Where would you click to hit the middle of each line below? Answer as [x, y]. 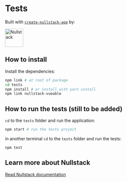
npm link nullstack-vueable [33, 94]
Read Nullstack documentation [35, 174]
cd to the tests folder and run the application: [50, 121]
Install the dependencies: [30, 71]
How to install [26, 59]
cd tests [14, 85]
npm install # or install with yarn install [50, 89]
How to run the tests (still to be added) [64, 109]
